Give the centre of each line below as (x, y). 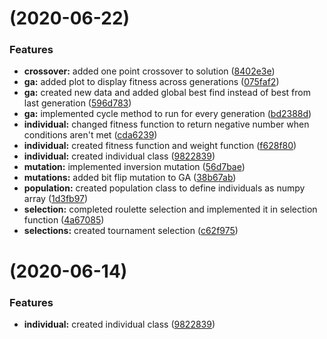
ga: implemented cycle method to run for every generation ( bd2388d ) (167, 114)
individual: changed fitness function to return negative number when (166, 124)
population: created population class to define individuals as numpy (164, 188)
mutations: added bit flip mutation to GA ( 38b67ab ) (130, 178)
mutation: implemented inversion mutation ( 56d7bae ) (134, 167)
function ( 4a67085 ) (64, 220)
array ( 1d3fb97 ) (56, 199)
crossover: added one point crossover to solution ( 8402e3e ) (149, 71)
